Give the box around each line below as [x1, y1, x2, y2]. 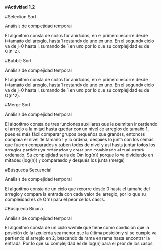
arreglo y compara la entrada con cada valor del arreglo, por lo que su [5, 191, 146, 197]
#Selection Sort [5, 14, 37, 19]
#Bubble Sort [5, 58, 32, 63]
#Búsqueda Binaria [5, 206, 43, 211]
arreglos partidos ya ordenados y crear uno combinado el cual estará [5, 147, 144, 152]
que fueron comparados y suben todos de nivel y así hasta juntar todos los [5, 142, 156, 148]
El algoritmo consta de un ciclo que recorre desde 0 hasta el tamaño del [5, 186, 150, 192]
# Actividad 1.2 [5, 4, 35, 10]
